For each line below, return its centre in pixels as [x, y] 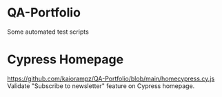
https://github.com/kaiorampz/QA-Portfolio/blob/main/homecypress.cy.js [111, 78]
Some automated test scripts [48, 32]
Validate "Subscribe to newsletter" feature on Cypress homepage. [101, 86]
